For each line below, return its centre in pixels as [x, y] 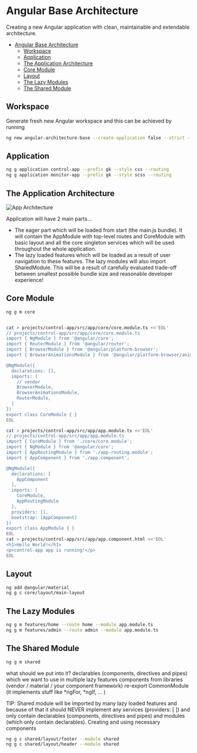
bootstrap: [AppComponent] [44, 517]
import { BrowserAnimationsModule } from [57, 355]
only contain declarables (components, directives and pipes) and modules [96, 715]
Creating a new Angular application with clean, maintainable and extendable [98, 27]
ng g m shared [23, 662]
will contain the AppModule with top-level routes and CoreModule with [100, 236]
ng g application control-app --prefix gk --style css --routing [87, 169]
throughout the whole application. [55, 249]
